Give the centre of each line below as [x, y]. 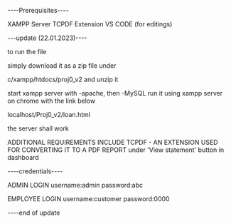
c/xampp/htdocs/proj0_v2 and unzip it [63, 79]
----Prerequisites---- [38, 10]
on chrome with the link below [52, 101]
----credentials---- [35, 171]
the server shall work [38, 128]
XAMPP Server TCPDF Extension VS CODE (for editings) [90, 24]
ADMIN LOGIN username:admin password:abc [75, 185]
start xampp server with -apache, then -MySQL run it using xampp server [115, 93]
